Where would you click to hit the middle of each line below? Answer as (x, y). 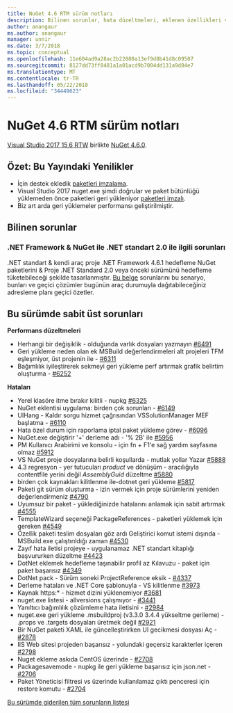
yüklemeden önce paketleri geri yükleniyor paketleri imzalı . (101, 198)
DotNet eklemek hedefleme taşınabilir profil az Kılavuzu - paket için (113, 563)
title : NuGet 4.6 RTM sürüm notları (60, 14)
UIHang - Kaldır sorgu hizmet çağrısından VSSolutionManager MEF (113, 415)
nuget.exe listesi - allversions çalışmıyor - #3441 (86, 600)
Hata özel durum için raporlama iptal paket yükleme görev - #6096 (112, 430)
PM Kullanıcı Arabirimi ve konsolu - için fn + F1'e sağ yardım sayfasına (117, 445)
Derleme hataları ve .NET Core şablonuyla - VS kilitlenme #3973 (109, 586)
